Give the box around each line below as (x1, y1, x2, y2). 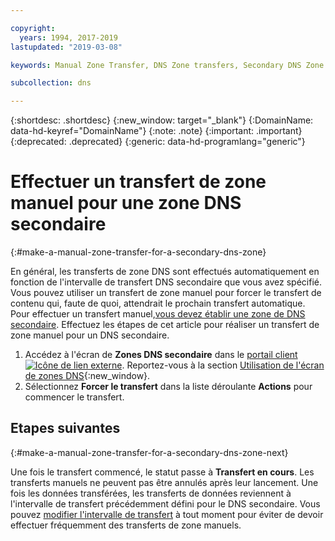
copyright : (10, 23, 56, 33)
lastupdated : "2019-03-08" (10, 42, 123, 52)
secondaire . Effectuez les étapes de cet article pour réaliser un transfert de (10, 319, 320, 331)
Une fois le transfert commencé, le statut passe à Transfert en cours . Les (10, 466, 315, 478)
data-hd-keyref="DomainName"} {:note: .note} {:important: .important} (10, 125, 303, 137)
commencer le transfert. (24, 391, 125, 403)
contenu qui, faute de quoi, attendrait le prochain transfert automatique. (10, 297, 306, 310)
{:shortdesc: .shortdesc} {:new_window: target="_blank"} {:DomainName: (10, 114, 314, 126)
